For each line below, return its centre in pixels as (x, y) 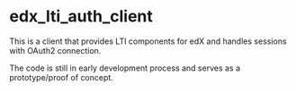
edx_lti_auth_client (81, 17)
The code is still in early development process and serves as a (125, 68)
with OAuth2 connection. (55, 50)
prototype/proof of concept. (62, 77)
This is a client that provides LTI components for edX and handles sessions (148, 41)
